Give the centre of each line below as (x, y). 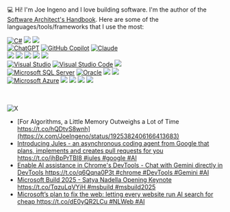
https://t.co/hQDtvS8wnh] (53, 129)
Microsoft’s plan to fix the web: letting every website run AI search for (115, 194)
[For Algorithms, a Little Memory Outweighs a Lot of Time (98, 121)
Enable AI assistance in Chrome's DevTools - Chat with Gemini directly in (120, 165)
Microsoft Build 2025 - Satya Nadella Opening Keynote (94, 180)
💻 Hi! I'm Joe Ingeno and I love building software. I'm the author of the (107, 10)
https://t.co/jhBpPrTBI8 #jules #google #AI (77, 158)
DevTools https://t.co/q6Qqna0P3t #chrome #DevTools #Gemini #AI (113, 172)
